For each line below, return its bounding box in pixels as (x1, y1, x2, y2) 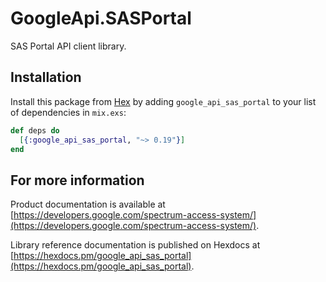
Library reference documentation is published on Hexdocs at (10, 239, 261, 251)
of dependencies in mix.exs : (10, 106, 127, 118)
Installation (10, 69, 82, 86)
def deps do (10, 125, 60, 136)
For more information (10, 172, 145, 189)
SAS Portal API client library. (10, 40, 127, 52)
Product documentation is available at (10, 198, 166, 211)
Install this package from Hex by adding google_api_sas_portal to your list (10, 95, 317, 107)
